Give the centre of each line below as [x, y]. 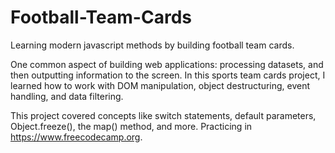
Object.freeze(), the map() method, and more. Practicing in [131, 126]
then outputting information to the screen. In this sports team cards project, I [168, 75]
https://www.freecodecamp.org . [76, 137]
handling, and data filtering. [67, 96]
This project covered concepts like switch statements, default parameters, [163, 115]
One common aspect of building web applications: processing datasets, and [167, 64]
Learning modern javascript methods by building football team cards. [152, 45]
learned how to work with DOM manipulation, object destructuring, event [160, 85]
